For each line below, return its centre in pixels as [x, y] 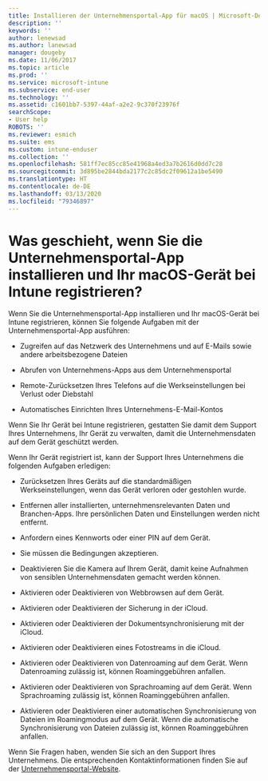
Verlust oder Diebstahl [57, 394]
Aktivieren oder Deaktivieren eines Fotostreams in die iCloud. [120, 648]
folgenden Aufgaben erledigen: [59, 466]
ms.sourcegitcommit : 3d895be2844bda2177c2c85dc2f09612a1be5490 [116, 172]
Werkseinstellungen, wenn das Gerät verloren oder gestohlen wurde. [133, 490]
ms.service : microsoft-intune [59, 82]
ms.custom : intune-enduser [53, 149]
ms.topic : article [39, 68]
